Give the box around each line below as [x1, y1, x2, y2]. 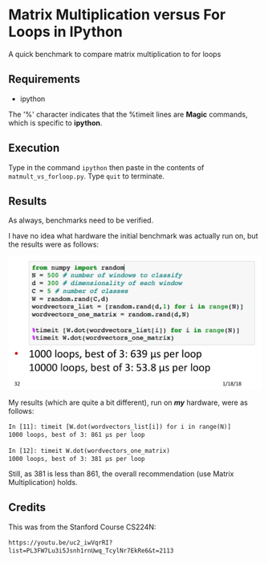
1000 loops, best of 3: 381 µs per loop [8, 455, 146, 463]
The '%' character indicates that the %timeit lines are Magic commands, [8, 109, 248, 119]
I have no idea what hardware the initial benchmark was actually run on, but [8, 231, 258, 241]
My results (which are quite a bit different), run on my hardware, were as [8, 398, 249, 407]
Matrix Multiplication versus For [8, 6, 226, 24]
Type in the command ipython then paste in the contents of [8, 162, 205, 172]
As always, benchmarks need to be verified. [8, 215, 154, 226]
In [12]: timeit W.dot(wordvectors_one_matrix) [8, 447, 171, 455]
